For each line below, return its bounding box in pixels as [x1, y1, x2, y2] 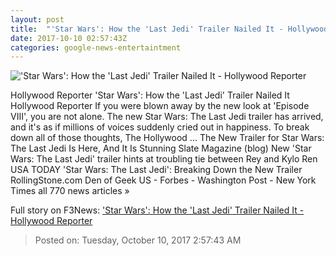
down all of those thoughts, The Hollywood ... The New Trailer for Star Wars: [10, 132, 325, 144]
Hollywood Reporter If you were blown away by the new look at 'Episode [10, 100, 310, 112]
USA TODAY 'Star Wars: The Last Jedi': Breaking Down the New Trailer [10, 164, 303, 176]
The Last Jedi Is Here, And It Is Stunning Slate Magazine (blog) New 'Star [10, 142, 312, 155]
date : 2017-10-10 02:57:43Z [10, 33, 128, 43]
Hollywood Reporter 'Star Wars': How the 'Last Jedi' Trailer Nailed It [10, 89, 290, 101]
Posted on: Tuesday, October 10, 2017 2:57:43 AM [34, 234, 242, 246]
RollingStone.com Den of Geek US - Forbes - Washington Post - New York [10, 174, 317, 186]
